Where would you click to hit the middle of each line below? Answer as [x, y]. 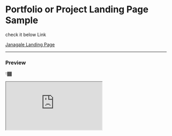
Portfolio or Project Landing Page [77, 9]
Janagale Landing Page [30, 44]
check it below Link [26, 34]
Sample [22, 20]
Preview [16, 63]
